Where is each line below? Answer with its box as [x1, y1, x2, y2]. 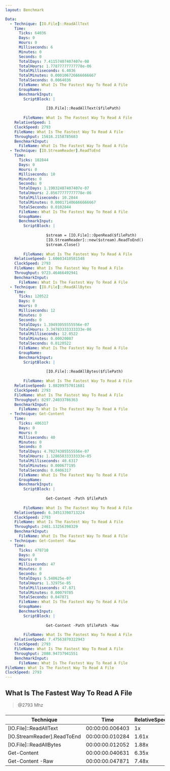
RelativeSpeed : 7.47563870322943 [14, 637, 85, 642]
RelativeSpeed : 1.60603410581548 [14, 256, 85, 261]
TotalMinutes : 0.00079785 [18, 590, 73, 595]
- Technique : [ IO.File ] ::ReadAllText [10, 21, 90, 26]
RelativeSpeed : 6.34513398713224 [14, 510, 85, 515]
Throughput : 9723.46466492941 [14, 270, 78, 276]
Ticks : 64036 [18, 31, 47, 36]
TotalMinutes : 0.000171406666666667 [18, 200, 96, 205]
